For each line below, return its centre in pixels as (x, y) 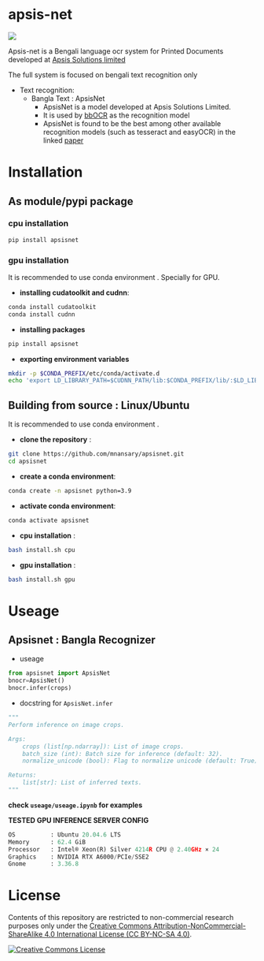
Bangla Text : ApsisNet (68, 98)
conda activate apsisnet (49, 520)
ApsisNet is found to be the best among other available (132, 123)
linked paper (63, 140)
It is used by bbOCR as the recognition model (116, 115)
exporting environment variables (74, 359)
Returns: (22, 775)
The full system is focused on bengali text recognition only (103, 74)
